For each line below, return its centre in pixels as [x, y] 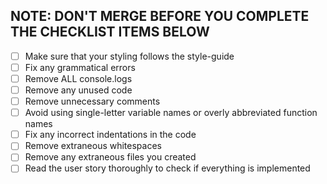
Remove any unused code [78, 90]
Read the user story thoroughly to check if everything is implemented [167, 168]
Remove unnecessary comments [92, 101]
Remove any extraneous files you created [110, 157]
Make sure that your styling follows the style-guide [129, 56]
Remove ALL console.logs [78, 78]
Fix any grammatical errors [80, 67]
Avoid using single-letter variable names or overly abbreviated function [171, 113]
